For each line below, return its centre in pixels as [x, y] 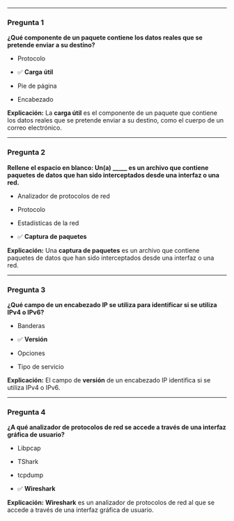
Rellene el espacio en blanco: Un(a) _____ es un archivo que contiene [108, 167]
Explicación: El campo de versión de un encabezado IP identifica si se [109, 380]
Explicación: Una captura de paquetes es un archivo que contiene [103, 250]
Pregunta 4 [26, 412]
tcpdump [30, 475]
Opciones [31, 353]
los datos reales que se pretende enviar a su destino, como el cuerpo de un [116, 120]
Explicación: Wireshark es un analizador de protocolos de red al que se [111, 503]
